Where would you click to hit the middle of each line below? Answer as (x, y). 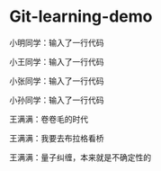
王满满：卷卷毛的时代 (49, 119)
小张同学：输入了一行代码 (57, 81)
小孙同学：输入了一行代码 (57, 100)
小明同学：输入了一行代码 (57, 42)
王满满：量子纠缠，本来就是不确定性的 (80, 157)
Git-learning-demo (81, 17)
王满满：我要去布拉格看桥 (57, 138)
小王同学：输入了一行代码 (57, 61)
